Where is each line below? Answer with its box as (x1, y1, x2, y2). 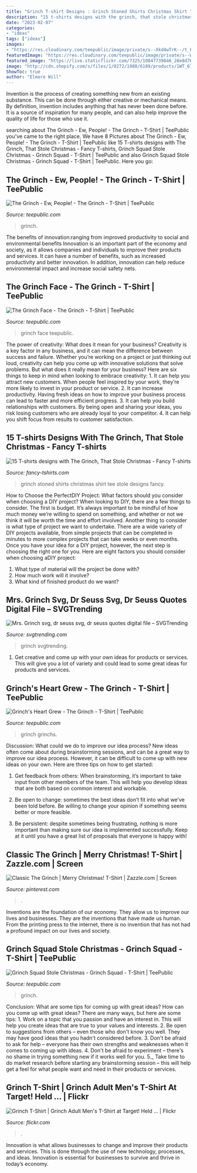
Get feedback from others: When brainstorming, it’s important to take (14, 772, 182, 779)
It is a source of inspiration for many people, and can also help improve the (6, 109, 187, 116)
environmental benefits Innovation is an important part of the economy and (6, 240, 187, 247)
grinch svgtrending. (20, 643, 69, 650)
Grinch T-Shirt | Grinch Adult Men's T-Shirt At (6, 1083, 177, 1093)
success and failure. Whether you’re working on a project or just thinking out (6, 353, 191, 360)
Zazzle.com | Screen (6, 859, 83, 869)
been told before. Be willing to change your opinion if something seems (14, 802, 187, 809)
